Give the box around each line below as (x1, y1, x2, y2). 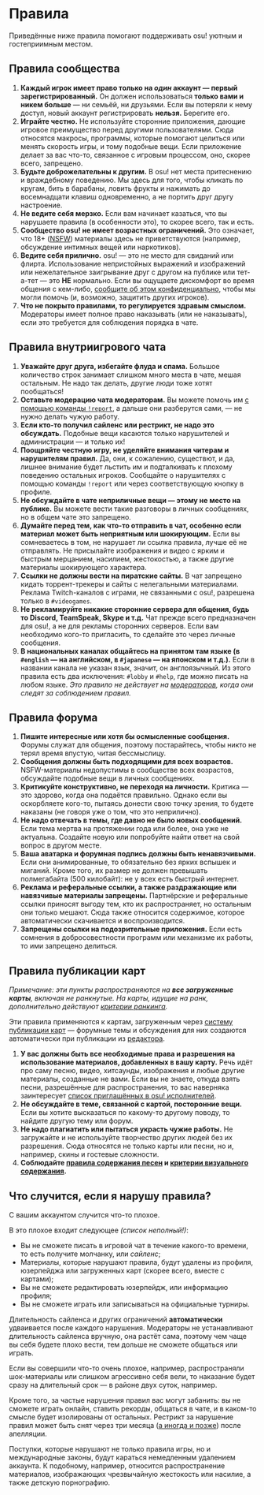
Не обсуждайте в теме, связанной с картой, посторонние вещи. (20, 1099, 243, 1109)
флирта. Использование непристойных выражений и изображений (20, 259, 246, 268)
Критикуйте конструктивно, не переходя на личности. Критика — (20, 782, 249, 792)
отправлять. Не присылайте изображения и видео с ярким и (20, 546, 225, 555)
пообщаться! (20, 386, 64, 396)
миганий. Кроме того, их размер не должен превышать (20, 866, 208, 875)
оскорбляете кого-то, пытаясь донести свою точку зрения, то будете (20, 799, 254, 808)
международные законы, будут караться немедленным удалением (9, 1452, 236, 1462)
